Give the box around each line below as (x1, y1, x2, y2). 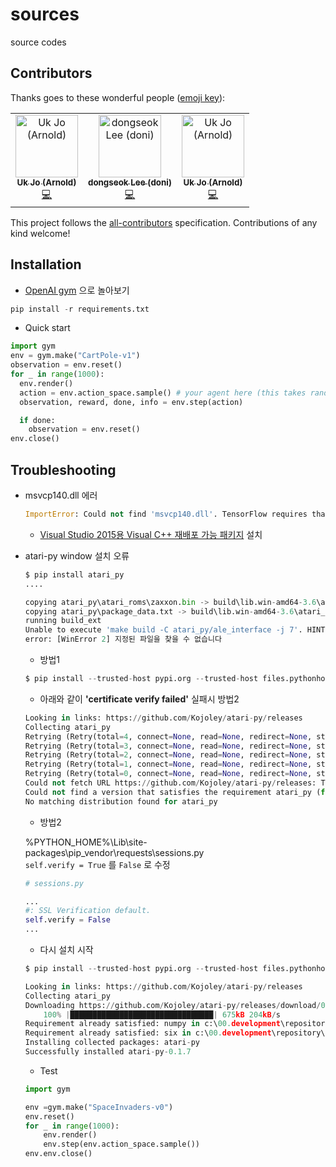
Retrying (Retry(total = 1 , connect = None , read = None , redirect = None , (24, 759, 313, 770)
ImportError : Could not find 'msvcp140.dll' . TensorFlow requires (24, 509, 308, 519)
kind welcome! (10, 227, 71, 239)
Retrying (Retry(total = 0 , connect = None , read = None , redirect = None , (24, 769, 313, 779)
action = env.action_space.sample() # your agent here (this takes (19, 388, 307, 398)
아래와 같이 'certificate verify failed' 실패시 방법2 (39, 693, 240, 705)
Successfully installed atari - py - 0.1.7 (24, 1047, 192, 1057)
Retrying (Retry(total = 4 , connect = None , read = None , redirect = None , (24, 731, 313, 742)
